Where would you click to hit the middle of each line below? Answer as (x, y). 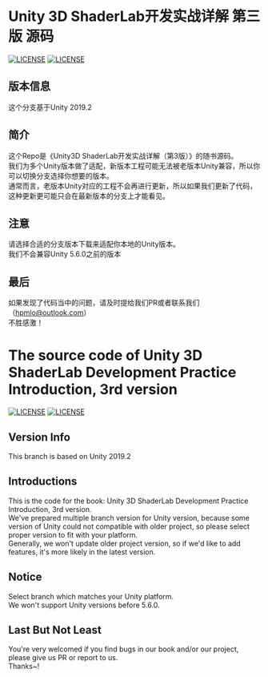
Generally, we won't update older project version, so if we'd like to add (125, 543)
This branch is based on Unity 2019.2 (70, 456)
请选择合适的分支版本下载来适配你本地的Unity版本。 (94, 244)
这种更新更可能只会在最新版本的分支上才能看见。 (89, 195)
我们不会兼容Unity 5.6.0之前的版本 (65, 254)
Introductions (43, 482)
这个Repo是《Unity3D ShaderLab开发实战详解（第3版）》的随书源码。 (123, 155)
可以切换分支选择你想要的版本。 (61, 175)
